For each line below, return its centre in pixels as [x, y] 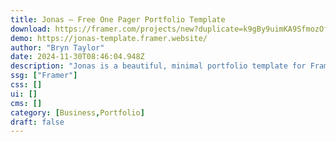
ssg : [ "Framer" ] [44, 76]
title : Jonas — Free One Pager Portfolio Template [118, 19]
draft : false [37, 122]
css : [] [26, 85]
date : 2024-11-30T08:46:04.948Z [77, 57]
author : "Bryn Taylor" [57, 47]
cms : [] [26, 103]
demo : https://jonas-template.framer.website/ [109, 38]
